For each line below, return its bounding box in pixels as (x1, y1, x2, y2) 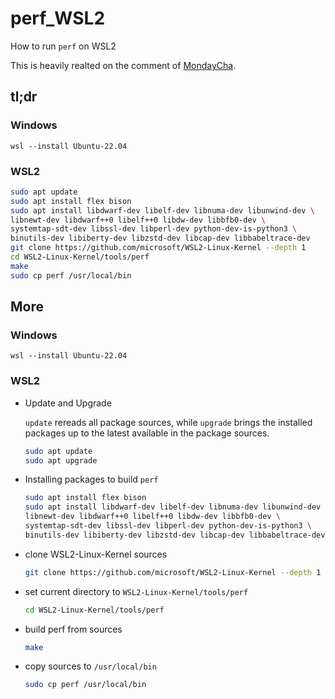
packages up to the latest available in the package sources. (24, 427, 270, 439)
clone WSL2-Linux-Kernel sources (24, 548, 168, 560)
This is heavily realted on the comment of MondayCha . (10, 59, 237, 71)
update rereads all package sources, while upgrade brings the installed (24, 416, 313, 428)
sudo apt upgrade (24, 455, 98, 466)
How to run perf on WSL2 (10, 40, 117, 52)
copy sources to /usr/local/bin (24, 660, 157, 672)
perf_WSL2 (10, 7, 106, 30)
